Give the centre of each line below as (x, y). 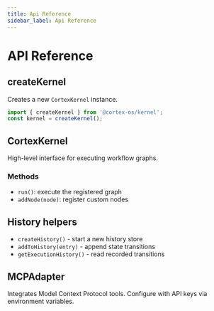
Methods (23, 176)
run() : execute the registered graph (70, 192)
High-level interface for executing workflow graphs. (83, 158)
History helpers (43, 222)
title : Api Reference (39, 14)
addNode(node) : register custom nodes (73, 199)
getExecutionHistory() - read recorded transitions (91, 254)
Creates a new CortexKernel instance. (63, 99)
